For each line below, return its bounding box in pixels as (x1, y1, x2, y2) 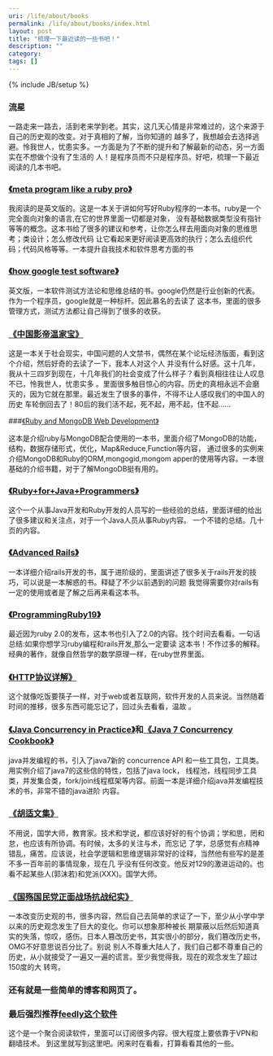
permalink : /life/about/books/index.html (8, 20, 151, 28)
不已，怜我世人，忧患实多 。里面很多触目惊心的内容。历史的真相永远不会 (8, 379, 253, 389)
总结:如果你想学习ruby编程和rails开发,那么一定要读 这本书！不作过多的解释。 (8, 638, 265, 648)
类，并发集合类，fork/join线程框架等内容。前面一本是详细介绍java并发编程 (8, 775, 257, 786)
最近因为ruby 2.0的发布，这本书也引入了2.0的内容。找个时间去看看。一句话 (8, 629, 261, 638)
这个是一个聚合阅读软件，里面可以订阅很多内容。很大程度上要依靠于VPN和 (8, 1028, 258, 1038)
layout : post (8, 27, 53, 35)
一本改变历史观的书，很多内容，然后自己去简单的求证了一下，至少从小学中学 (8, 911, 265, 921)
